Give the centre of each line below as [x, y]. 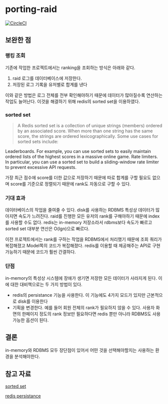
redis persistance [23, 396]
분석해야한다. [27, 356]
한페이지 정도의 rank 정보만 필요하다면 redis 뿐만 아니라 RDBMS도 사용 [91, 314]
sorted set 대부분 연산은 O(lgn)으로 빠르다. [47, 229]
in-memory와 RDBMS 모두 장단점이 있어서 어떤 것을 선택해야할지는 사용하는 [79, 350]
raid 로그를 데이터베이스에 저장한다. [47, 78]
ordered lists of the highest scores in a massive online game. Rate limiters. [82, 156]
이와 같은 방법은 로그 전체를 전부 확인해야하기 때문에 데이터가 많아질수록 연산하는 [84, 95]
